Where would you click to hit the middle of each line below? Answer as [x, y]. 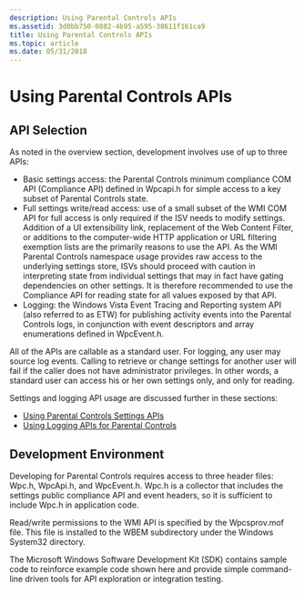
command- [272, 568]
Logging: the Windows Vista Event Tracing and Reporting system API [152, 305]
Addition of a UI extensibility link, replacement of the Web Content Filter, [158, 227]
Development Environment [87, 454]
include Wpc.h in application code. [74, 505]
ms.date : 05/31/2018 [49, 52]
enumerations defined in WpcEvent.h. [93, 334]
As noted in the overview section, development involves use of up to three [149, 152]
